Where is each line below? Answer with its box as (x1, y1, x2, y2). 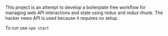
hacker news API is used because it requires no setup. (5, 15, 119, 21)
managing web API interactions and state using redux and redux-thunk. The (5, 10, 163, 16)
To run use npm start (5, 25, 50, 31)
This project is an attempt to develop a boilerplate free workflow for (5, 5, 146, 10)
